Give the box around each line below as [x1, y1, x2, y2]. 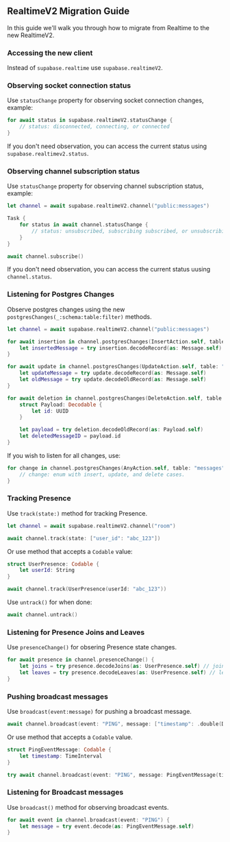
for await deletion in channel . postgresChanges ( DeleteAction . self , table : [7, 394, 225, 402]
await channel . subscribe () [7, 253, 84, 260]
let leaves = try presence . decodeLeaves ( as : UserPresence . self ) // [19, 669, 216, 676]
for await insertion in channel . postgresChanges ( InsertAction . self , [7, 338, 207, 345]
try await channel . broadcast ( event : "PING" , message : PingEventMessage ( [7, 771, 219, 778]
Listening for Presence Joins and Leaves [7, 627, 145, 637]
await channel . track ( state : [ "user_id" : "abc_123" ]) [7, 535, 161, 542]
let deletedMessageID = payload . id [19, 433, 121, 440]
